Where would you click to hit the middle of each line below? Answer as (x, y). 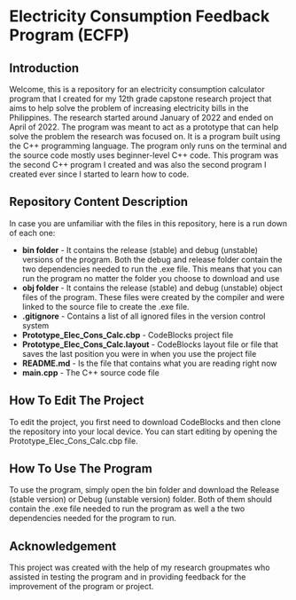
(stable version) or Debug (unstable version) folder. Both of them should (141, 500)
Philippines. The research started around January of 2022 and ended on (141, 118)
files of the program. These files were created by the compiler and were (153, 297)
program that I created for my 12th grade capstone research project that (140, 99)
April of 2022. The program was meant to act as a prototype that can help (144, 127)
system (35, 325)
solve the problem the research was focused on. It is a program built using (145, 136)
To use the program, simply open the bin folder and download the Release (144, 490)
